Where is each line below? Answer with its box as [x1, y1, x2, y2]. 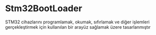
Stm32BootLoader [5, 3, 83, 14]
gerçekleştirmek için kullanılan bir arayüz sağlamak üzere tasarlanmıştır [5, 24, 151, 30]
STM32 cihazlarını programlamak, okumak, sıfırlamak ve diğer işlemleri [5, 19, 150, 25]
